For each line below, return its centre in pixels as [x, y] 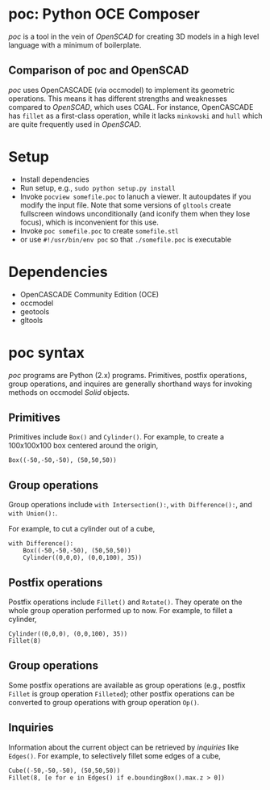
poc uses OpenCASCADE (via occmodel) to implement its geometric [122, 90]
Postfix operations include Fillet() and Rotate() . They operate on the [125, 602]
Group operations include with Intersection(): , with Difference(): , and [130, 505]
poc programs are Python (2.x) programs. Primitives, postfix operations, [128, 375]
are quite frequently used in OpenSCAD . [75, 124]
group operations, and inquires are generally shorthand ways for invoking [130, 384]
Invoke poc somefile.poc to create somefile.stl [99, 230]
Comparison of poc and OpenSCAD [99, 71]
